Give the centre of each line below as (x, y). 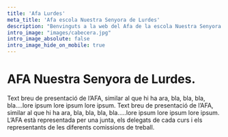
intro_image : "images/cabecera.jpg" (59, 33)
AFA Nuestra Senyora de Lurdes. (101, 79)
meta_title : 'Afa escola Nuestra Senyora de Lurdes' (84, 20)
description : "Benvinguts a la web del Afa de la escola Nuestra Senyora (114, 26)
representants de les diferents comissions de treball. (81, 127)
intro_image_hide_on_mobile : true (56, 45)
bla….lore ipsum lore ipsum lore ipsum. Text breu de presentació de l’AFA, (110, 105)
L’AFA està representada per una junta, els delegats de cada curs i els (105, 120)
